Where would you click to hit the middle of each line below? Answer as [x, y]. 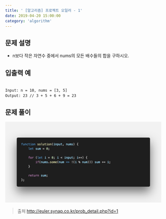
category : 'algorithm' [28, 21]
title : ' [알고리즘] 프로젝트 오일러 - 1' [44, 10]
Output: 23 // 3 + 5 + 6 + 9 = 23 [41, 96]
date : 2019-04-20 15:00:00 [33, 16]
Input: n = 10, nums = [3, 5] [36, 90]
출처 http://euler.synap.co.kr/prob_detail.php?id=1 [68, 211]
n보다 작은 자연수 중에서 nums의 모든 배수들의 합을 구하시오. [71, 56]
